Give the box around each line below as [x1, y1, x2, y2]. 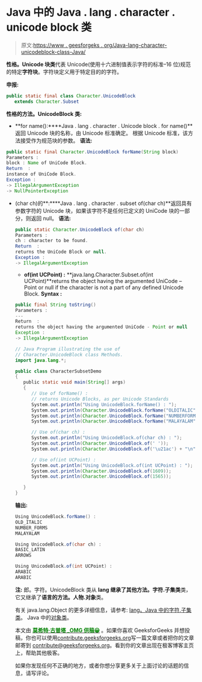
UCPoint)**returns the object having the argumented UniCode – [23, 277, 182, 284]
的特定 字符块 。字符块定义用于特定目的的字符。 [6, 68, 122, 75]
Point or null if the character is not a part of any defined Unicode [23, 284, 184, 291]
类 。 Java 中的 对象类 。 [14, 613, 72, 621]
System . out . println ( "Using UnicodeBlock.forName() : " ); [31, 401, 177, 407]
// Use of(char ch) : [31, 429, 85, 436]
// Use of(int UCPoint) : [31, 457, 96, 463]
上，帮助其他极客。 [14, 649, 63, 656]
